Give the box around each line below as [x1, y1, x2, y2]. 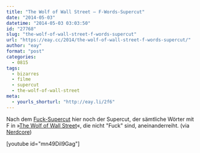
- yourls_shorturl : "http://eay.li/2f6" [12, 99, 115, 105]
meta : [6, 93, 20, 99]
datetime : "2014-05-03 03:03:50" [6, 20, 91, 26]
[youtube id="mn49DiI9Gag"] [6, 140, 80, 147]
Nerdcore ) [6, 128, 32, 135]
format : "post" [6, 48, 45, 54]
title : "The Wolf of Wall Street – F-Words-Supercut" [6, 8, 145, 15]
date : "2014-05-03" [6, 15, 56, 21]
